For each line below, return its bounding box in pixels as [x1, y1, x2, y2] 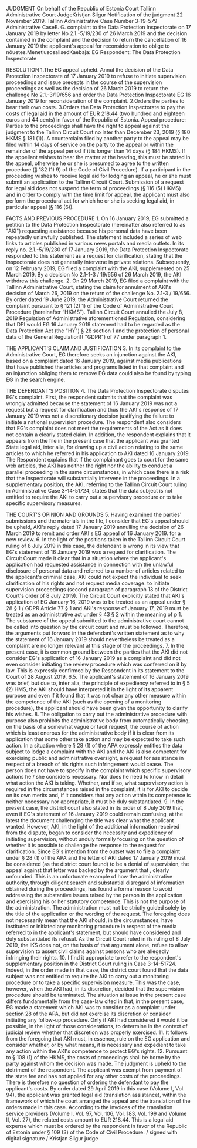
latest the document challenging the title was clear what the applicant [6, 817, 174, 824]
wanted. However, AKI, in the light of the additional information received [6, 823, 180, 830]
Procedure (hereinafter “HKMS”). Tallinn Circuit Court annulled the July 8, [6, 308, 184, 315]
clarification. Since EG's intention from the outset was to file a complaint [6, 848, 181, 855]
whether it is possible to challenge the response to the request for [6, 842, 165, 849]
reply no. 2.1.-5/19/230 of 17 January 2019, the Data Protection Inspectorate [6, 246, 189, 253]
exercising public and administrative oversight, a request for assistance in [6, 755, 184, 761]
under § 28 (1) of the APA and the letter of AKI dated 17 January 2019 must [6, 854, 186, 861]
